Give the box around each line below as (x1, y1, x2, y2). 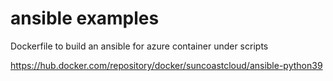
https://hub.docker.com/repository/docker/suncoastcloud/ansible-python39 (10, 59, 323, 71)
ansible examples (10, 7, 160, 30)
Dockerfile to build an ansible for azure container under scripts (10, 40, 269, 52)
